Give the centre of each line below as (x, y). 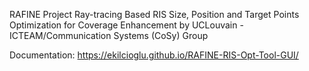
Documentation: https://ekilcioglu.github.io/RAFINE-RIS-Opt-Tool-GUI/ (154, 55)
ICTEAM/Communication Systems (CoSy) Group (109, 35)
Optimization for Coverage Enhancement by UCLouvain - (126, 25)
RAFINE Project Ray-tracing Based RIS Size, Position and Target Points (154, 14)
